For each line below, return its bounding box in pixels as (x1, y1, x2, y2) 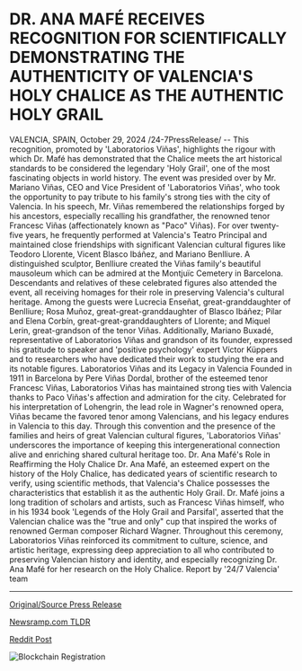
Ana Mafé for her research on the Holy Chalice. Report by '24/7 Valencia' (9, 563, 280, 574)
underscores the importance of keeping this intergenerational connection (9, 439, 280, 450)
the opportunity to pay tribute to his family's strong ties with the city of (9, 191, 271, 202)
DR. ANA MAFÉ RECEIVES (9, 9, 205, 30)
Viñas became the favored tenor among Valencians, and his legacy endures (9, 411, 289, 421)
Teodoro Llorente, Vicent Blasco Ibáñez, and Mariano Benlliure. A (9, 248, 251, 260)
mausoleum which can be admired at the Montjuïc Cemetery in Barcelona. (9, 268, 284, 278)
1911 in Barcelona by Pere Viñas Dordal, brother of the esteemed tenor (9, 373, 268, 384)
